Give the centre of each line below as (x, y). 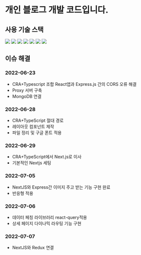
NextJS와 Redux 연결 (33, 248)
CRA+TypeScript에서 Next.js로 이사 (47, 157)
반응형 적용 (23, 193)
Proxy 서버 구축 (27, 90)
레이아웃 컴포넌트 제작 (33, 126)
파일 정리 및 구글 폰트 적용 (37, 133)
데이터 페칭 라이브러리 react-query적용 (50, 217)
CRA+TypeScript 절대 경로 (38, 120)
